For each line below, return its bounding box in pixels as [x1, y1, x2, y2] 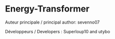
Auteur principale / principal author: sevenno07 [5, 19, 100, 25]
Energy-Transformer [5, 3, 90, 14]
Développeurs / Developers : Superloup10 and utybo [5, 28, 111, 34]
